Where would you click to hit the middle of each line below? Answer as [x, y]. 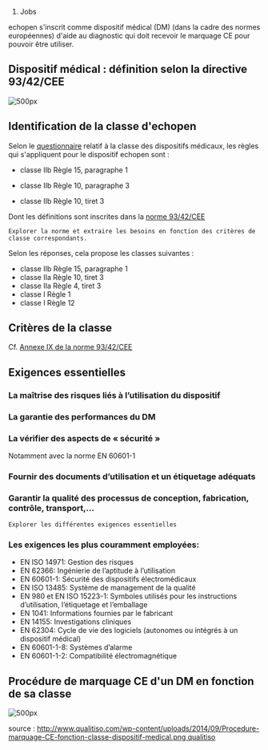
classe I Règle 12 [47, 302]
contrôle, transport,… [51, 508]
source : [22, 728]
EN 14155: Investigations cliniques [76, 622]
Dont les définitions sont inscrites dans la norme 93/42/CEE [107, 217]
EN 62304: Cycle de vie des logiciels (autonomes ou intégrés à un [129, 630]
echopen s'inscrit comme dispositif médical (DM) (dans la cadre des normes [134, 27]
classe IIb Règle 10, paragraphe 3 [75, 185]
